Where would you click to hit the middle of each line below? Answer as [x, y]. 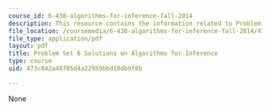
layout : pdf [28, 46]
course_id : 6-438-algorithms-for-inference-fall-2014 [101, 16]
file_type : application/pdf [56, 38]
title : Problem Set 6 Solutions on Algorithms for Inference [113, 53]
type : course [30, 61]
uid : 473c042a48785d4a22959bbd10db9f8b [75, 69]
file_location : [34, 31]
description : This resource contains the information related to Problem [135, 23]
